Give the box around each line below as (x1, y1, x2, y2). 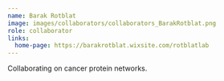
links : (7, 34, 30, 43)
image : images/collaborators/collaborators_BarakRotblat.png (7, 19, 217, 27)
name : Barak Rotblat (7, 11, 77, 20)
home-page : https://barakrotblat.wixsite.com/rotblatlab (14, 42, 210, 50)
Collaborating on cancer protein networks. (7, 63, 148, 73)
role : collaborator (7, 26, 73, 34)
